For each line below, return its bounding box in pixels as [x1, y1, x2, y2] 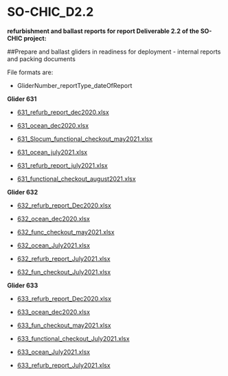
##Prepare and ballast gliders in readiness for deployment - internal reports [7, 47, 221, 56]
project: [23, 34, 47, 42]
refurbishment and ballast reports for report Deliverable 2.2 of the [7, 27, 199, 35]
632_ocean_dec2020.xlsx [16, 214, 91, 223]
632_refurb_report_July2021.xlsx [16, 254, 111, 263]
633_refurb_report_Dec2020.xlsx [16, 294, 112, 302]
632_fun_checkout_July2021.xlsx [16, 267, 111, 276]
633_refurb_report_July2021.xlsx [16, 361, 111, 369]
